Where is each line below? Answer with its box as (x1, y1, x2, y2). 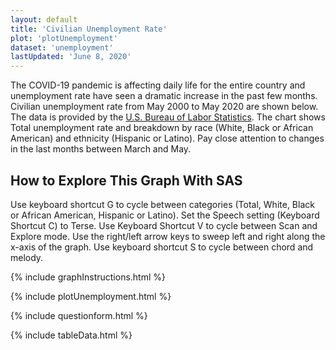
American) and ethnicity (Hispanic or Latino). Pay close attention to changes (10, 132, 325, 145)
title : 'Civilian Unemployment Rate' (10, 24, 168, 34)
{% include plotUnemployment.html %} (10, 290, 172, 302)
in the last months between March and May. (10, 143, 192, 155)
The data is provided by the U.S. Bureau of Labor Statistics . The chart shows (10, 111, 326, 123)
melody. (10, 251, 44, 263)
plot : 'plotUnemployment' (10, 33, 118, 43)
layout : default (10, 14, 78, 25)
